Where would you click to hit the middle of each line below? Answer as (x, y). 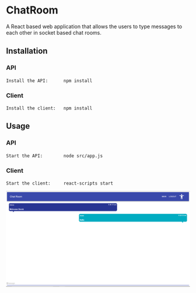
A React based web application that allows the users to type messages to (94, 26)
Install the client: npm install (49, 108)
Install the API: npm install (49, 81)
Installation (27, 51)
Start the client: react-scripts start (60, 183)
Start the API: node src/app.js (55, 156)
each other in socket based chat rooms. (54, 32)
